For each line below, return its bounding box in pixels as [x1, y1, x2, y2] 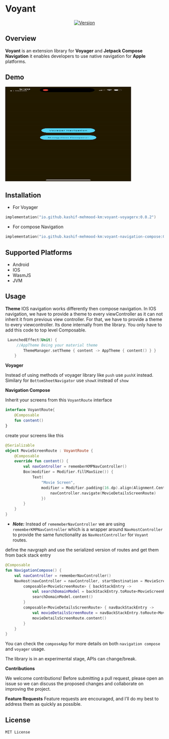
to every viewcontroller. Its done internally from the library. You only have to [5, 321, 162, 327]
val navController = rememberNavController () [14, 573, 112, 578]
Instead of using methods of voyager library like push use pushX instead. [5, 372, 153, 378]
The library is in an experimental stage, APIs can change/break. [5, 656, 137, 662]
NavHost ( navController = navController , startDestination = [14, 578, 143, 583]
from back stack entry [5, 552, 51, 558]
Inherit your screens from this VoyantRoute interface [5, 397, 112, 403]
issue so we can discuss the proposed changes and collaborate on [5, 681, 144, 687]
